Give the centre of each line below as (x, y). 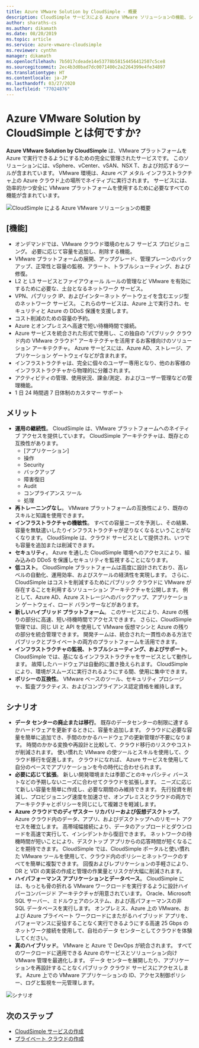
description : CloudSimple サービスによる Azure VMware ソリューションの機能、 (97, 17)
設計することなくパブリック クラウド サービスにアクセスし (112, 968)
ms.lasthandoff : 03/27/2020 (41, 84)
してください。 (33, 938)
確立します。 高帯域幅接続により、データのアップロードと (101, 827)
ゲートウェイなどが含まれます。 (91, 355)
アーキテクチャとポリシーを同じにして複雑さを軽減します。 (87, 804)
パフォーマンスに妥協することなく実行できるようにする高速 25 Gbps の (102, 923)
